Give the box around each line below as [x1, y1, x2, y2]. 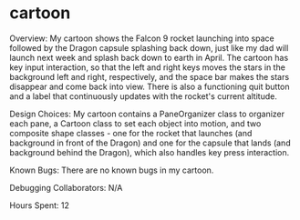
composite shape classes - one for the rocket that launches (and [9, 127, 253, 138]
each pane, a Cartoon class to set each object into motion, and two [9, 117, 262, 129]
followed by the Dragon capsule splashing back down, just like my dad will [9, 42, 289, 53]
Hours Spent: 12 [9, 199, 70, 211]
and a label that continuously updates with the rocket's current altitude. [9, 90, 278, 102]
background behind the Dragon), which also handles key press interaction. [9, 146, 290, 157]
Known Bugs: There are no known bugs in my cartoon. [9, 165, 214, 175]
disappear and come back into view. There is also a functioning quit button [9, 81, 290, 92]
